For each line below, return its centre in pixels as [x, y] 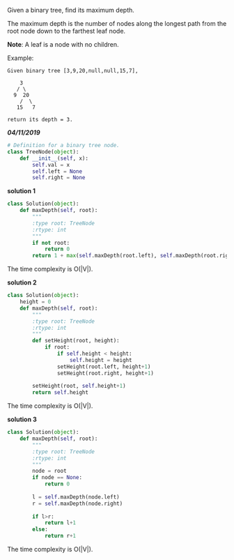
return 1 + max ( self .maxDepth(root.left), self [102, 256]
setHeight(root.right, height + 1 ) [106, 373]
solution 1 [22, 191]
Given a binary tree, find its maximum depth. [71, 10]
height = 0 [36, 302]
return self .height [61, 393]
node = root [50, 471]
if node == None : [57, 478]
